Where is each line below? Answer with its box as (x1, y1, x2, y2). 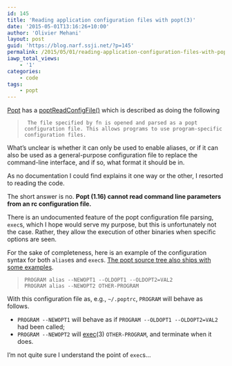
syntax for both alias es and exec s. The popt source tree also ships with (7, 256, 211, 264)
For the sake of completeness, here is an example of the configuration (7, 249, 207, 257)
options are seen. (7, 235, 57, 244)
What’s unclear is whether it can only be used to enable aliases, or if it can (7, 144, 219, 152)
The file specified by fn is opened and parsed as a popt (27, 119, 198, 126)
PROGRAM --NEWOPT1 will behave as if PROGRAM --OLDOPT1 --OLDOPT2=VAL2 (17, 316, 219, 324)
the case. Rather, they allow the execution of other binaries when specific (7, 228, 216, 236)
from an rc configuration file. (7, 200, 92, 208)
